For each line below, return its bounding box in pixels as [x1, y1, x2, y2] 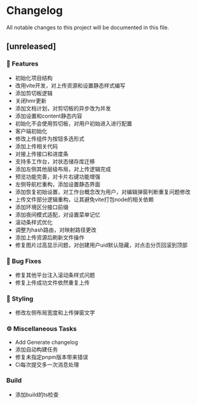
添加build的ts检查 [15, 391, 59, 398]
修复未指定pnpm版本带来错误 [15, 353, 88, 360]
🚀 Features [6, 60, 39, 68]
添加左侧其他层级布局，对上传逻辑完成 [15, 165, 111, 173]
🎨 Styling [6, 294, 33, 303]
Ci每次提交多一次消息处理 [15, 361, 79, 368]
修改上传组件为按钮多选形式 [15, 135, 85, 142]
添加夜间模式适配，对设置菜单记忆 [15, 211, 101, 218]
